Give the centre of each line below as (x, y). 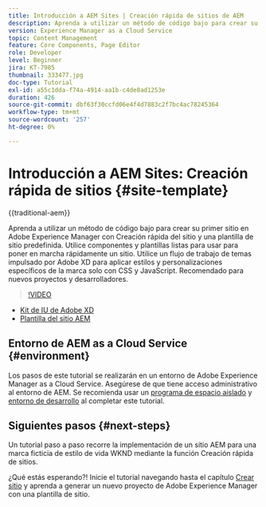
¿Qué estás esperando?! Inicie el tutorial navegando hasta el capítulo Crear (131, 477)
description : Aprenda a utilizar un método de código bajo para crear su (133, 23)
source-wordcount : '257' (49, 120)
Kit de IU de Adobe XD (57, 310)
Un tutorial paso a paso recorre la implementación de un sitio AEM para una (133, 445)
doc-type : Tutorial (41, 82)
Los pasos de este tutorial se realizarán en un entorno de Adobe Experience (133, 375)
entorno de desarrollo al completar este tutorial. (86, 401)
